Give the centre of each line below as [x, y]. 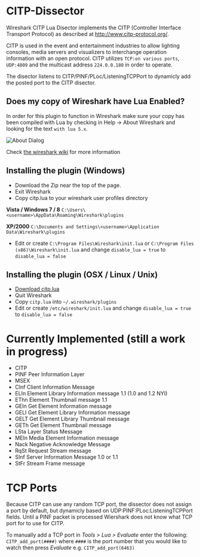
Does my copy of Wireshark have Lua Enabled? [96, 102]
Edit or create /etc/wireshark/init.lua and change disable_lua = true [103, 308]
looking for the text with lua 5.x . [47, 128]
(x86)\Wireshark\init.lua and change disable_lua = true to [90, 249]
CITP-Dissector [45, 11]
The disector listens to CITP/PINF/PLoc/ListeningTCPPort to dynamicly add [99, 76]
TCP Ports [32, 488]
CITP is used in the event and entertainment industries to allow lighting [93, 46]
